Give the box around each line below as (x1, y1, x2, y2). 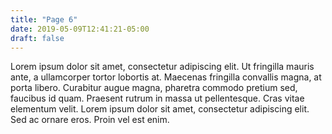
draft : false (10, 33, 65, 43)
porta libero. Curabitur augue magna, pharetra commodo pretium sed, (10, 82, 298, 94)
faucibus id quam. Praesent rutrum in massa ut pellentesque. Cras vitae (10, 92, 305, 105)
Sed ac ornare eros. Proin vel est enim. (10, 114, 170, 126)
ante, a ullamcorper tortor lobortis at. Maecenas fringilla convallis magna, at (10, 71, 322, 83)
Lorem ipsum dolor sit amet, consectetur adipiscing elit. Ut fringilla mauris (10, 61, 315, 73)
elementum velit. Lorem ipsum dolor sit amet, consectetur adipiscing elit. (10, 103, 310, 115)
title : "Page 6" (10, 14, 78, 25)
